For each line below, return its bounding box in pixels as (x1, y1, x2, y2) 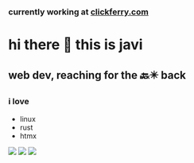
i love (8, 96, 29, 107)
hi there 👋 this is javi (8, 36, 143, 54)
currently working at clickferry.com (8, 6, 149, 17)
